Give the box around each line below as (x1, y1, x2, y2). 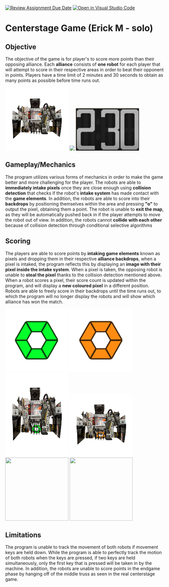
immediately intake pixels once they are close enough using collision (5, 184, 151, 190)
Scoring (5, 237, 31, 246)
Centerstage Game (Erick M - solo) (5, 23, 153, 34)
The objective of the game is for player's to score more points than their (5, 56, 155, 62)
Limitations (5, 530, 41, 539)
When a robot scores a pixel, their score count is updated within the (5, 277, 146, 283)
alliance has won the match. (5, 299, 64, 305)
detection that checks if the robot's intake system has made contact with (5, 190, 159, 196)
